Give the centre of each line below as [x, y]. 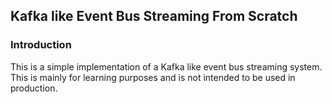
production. [34, 88]
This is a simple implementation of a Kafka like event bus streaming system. [166, 66]
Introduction [41, 45]
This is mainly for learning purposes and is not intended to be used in [153, 77]
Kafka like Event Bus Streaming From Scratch [154, 16]
